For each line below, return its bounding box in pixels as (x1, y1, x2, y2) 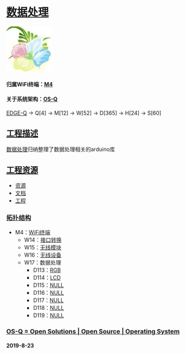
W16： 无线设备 (24, 251, 62, 259)
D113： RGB (33, 266, 62, 274)
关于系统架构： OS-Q (6, 95, 58, 103)
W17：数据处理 (24, 259, 62, 266)
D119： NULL (33, 312, 65, 319)
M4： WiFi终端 (14, 228, 51, 236)
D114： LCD (33, 274, 61, 281)
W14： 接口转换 (24, 236, 62, 243)
